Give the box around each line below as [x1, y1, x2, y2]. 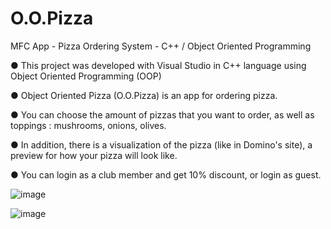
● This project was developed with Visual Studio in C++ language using [10, 59, 307, 71]
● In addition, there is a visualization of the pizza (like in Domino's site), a [10, 138, 313, 151]
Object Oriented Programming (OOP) [10, 70, 162, 82]
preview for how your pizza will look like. [10, 149, 178, 161]
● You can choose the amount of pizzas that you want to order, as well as [10, 108, 315, 121]
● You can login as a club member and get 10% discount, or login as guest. [10, 168, 322, 181]
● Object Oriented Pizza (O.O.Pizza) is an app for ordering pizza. [10, 89, 278, 101]
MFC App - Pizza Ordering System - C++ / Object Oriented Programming [10, 40, 312, 52]
